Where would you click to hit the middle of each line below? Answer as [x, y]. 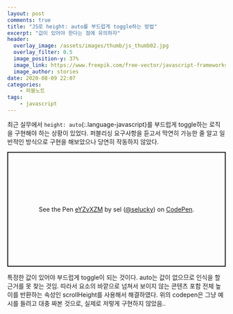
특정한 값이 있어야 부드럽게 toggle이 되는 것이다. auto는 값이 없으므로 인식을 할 [114, 277]
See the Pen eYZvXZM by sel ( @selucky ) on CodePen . [116, 209]
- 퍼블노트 [32, 91]
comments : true [29, 20]
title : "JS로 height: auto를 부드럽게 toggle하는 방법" [82, 26]
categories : [24, 85]
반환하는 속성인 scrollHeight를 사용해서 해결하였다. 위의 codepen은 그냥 [118, 295]
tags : [15, 98]
